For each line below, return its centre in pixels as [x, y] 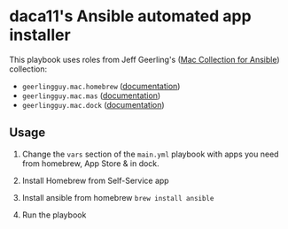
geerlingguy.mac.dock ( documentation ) [93, 104]
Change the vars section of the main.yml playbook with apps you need [150, 154]
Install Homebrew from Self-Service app [96, 180]
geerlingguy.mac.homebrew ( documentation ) [101, 86]
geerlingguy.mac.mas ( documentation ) [91, 95]
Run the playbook [54, 215]
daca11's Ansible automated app [130, 16]
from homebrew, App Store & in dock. [90, 163]
